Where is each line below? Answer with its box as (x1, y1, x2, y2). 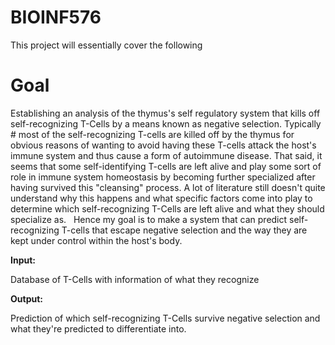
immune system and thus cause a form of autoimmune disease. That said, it (10, 149, 323, 161)
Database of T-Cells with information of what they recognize (10, 273, 260, 285)
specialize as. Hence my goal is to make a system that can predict (10, 213, 288, 225)
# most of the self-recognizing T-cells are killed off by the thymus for (10, 128, 295, 140)
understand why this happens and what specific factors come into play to (10, 192, 313, 204)
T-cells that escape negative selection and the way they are (61, 224, 308, 236)
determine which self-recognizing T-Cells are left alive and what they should (10, 202, 325, 215)
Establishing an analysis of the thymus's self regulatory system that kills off (10, 107, 321, 119)
